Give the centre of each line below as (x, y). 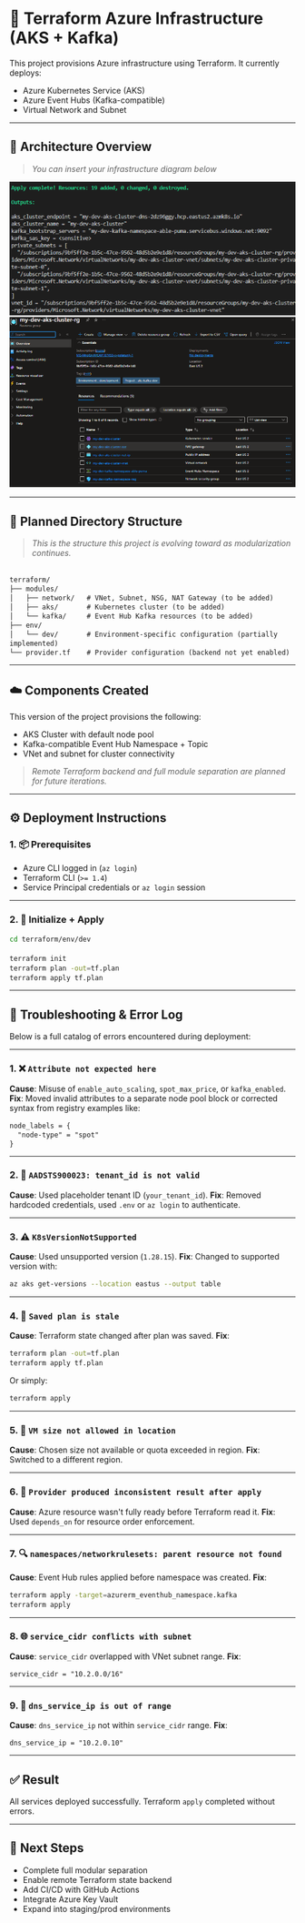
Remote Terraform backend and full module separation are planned (158, 772)
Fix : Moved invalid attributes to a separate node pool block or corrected (144, 1098)
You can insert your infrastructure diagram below (124, 168)
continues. (51, 553)
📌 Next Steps (47, 1848)
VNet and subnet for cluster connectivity (98, 754)
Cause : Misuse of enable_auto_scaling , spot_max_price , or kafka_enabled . (148, 1088)
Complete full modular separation (85, 1870)
